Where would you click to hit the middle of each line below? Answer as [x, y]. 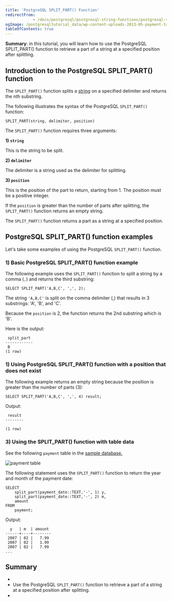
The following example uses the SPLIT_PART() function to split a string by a [84, 274]
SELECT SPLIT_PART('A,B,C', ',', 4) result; [53, 397]
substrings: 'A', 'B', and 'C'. [33, 304]
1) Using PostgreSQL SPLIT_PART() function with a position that [86, 364]
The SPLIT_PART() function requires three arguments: [61, 131]
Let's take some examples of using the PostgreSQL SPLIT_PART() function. [84, 249]
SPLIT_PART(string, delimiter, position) [50, 121]
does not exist [23, 371]
